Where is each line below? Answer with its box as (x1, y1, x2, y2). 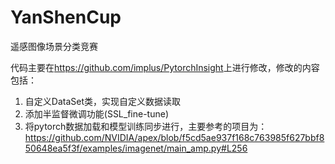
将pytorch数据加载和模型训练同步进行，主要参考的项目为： (24, 120, 268, 132)
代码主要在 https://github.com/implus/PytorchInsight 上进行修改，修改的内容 (10, 61, 320, 73)
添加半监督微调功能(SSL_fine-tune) (24, 107, 170, 120)
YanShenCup (10, 6, 122, 29)
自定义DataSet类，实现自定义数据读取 (24, 95, 181, 107)
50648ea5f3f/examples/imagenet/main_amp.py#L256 (24, 142, 248, 154)
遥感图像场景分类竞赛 (10, 40, 98, 52)
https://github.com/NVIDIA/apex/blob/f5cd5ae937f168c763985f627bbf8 (24, 131, 325, 143)
